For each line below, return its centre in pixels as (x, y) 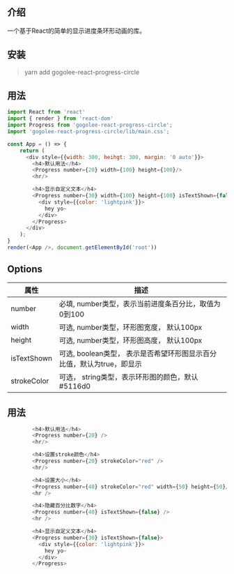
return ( (32, 151)
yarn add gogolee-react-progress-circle (82, 72)
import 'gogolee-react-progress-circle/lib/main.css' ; (88, 132)
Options (25, 270)
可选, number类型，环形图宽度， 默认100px (131, 327)
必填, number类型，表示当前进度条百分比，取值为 (140, 303)
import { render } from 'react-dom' (60, 119)
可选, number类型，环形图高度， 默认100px (131, 340)
